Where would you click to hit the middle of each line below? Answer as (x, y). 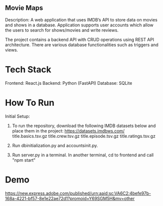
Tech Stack (28, 70)
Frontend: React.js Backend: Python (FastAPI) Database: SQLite (69, 83)
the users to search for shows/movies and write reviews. (62, 30)
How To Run (30, 103)
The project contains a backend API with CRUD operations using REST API (80, 39)
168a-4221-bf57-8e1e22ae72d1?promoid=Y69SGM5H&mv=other (70, 198)
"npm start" (24, 160)
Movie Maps (24, 8)
